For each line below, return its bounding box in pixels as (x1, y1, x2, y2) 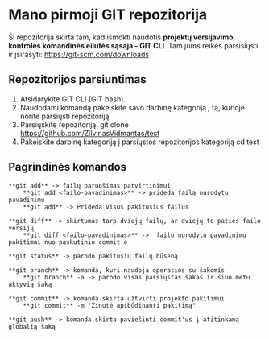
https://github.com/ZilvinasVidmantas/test (19, 128, 160, 138)
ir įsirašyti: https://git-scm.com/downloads (8, 49, 150, 59)
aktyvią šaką (8, 280, 52, 288)
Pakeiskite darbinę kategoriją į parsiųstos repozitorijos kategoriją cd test (19, 137, 259, 147)
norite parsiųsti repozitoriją (19, 111, 110, 121)
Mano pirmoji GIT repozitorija (8, 6, 208, 24)
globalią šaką (8, 322, 56, 331)
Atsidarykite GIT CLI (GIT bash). (19, 94, 126, 104)
